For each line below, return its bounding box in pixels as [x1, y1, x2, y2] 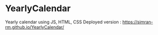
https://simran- [122, 19, 154, 25]
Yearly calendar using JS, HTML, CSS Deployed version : [5, 19, 121, 25]
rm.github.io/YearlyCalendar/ [5, 24, 64, 30]
